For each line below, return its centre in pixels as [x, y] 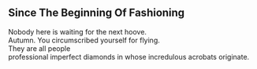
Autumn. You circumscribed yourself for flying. [84, 40]
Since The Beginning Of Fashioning [97, 13]
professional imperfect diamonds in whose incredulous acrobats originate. [129, 56]
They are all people [39, 48]
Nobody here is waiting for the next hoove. [78, 31]
